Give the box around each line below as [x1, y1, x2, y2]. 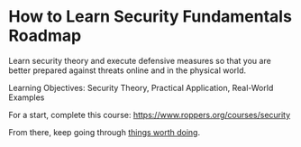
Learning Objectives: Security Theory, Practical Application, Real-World [8, 82, 274, 93]
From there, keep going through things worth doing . [8, 126, 201, 137]
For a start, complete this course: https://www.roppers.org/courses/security [8, 109, 291, 120]
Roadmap [8, 25, 82, 46]
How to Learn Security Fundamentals [8, 6, 292, 27]
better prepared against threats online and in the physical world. [8, 65, 247, 76]
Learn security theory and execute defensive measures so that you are [8, 55, 271, 66]
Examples [8, 92, 45, 103]
